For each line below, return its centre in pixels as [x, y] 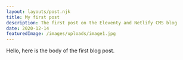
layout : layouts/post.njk [38, 12]
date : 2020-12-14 [28, 28]
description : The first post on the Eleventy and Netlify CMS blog [92, 23]
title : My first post [33, 17]
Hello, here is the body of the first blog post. [61, 50]
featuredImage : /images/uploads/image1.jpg [61, 34]
